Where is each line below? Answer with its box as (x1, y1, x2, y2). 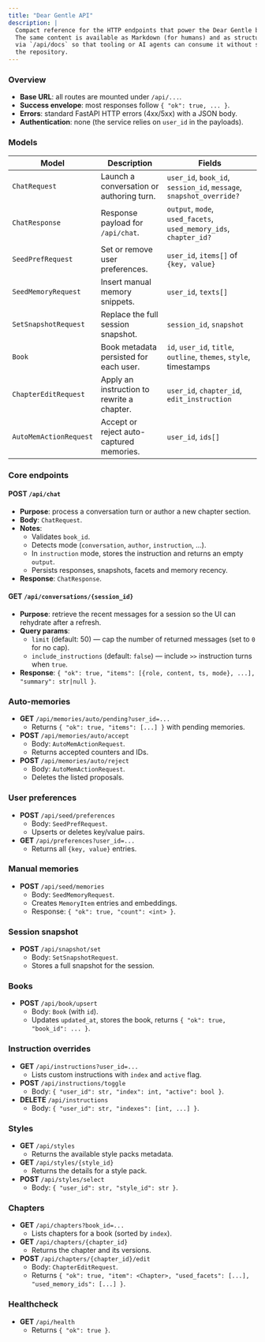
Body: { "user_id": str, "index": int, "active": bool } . (31, 1086, 225, 1096)
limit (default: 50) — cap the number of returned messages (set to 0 (31, 634, 256, 644)
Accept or (100, 416, 138, 427)
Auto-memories (8, 696, 71, 707)
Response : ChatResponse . (19, 574, 103, 583)
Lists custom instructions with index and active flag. (31, 1070, 202, 1079)
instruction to (100, 383, 150, 394)
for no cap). (31, 642, 70, 652)
